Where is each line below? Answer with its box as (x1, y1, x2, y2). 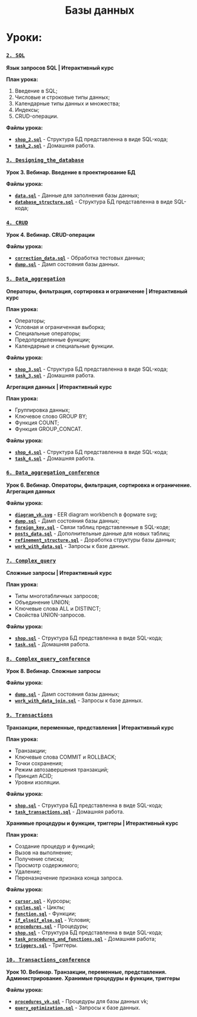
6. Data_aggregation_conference (6, 470, 100, 476)
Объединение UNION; (14, 599, 71, 606)
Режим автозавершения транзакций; (14, 766, 109, 773)
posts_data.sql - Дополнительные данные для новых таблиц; (14, 530, 171, 537)
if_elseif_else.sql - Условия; (14, 916, 91, 923)
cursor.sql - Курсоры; (14, 897, 71, 905)
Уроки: (6, 31, 43, 45)
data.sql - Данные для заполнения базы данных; (14, 192, 139, 199)
